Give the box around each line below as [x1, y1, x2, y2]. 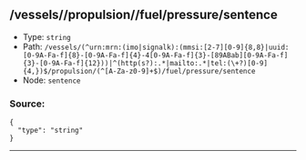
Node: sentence [22, 75, 81, 85]
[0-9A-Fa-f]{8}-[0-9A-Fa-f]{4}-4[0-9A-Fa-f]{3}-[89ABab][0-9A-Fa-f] [22, 50, 289, 60]
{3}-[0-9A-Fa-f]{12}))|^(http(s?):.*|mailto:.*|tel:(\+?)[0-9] [22, 58, 269, 67]
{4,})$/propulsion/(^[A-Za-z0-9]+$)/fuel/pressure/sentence [22, 66, 256, 75]
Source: [9, 97, 46, 110]
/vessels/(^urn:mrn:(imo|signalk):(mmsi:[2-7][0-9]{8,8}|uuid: [44, 43, 290, 52]
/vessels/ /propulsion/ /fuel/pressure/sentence [9, 7, 278, 23]
